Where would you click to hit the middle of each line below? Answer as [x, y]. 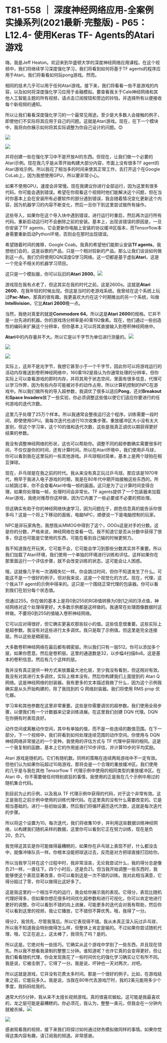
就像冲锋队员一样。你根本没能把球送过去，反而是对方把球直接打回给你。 [88, 852]
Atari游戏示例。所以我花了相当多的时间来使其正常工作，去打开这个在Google [83, 169]
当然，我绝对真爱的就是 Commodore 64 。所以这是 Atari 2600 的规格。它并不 [83, 314]
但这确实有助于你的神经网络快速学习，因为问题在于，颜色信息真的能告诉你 [81, 508]
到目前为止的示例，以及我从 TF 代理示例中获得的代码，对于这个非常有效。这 [83, 793]
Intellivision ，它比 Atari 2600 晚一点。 [44, 303]
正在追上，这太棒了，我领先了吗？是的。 [68, 934]
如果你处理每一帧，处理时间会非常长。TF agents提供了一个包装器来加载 [87, 492]
